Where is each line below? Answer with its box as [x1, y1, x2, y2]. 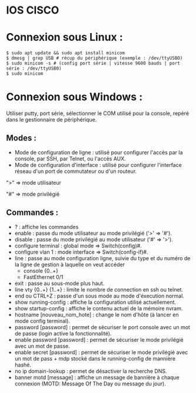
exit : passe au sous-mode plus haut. [14, 280, 105, 287]
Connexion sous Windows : [6, 90, 143, 104]
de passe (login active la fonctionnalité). [14, 330, 112, 337]
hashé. [14, 361, 31, 368]
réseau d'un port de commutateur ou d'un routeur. [14, 168, 137, 175]
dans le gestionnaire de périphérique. [6, 116, 97, 123]
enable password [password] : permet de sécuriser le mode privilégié [14, 336, 184, 343]
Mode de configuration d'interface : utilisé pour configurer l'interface [14, 161, 182, 168]
